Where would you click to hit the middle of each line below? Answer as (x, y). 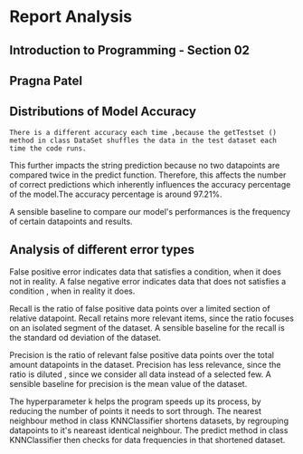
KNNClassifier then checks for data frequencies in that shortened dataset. (147, 440)
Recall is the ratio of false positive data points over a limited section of (140, 308)
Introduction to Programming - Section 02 (130, 50)
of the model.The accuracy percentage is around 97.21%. (116, 194)
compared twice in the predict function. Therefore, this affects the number (148, 175)
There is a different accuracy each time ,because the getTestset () (143, 132)
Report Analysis (71, 17)
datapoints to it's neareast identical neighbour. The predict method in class (149, 430)
